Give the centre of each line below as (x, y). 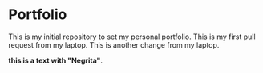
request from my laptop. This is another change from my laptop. (114, 44)
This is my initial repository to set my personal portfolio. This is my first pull (132, 36)
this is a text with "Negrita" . (55, 60)
